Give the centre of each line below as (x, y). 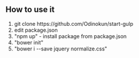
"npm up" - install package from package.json (70, 36)
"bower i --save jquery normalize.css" (61, 49)
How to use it (30, 10)
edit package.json (36, 30)
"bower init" (29, 42)
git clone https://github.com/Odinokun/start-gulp (74, 23)
